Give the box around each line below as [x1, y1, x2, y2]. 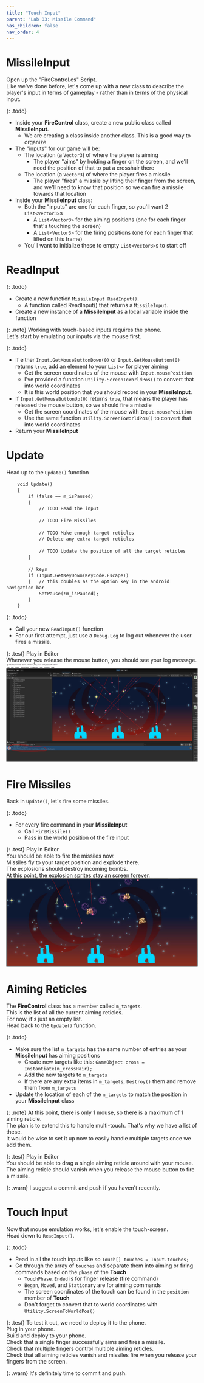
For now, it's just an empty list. [6, 1016, 83, 1023]
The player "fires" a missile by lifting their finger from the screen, [33, 177, 196, 185]
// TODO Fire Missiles [38, 518, 97, 524]
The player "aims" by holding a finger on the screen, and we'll [33, 158, 188, 165]
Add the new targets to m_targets [24, 1071, 108, 1079]
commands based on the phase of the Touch [15, 1269, 126, 1276]
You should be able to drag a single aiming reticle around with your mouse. [6, 1159, 194, 1167]
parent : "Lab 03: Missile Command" [6, 16, 97, 23]
